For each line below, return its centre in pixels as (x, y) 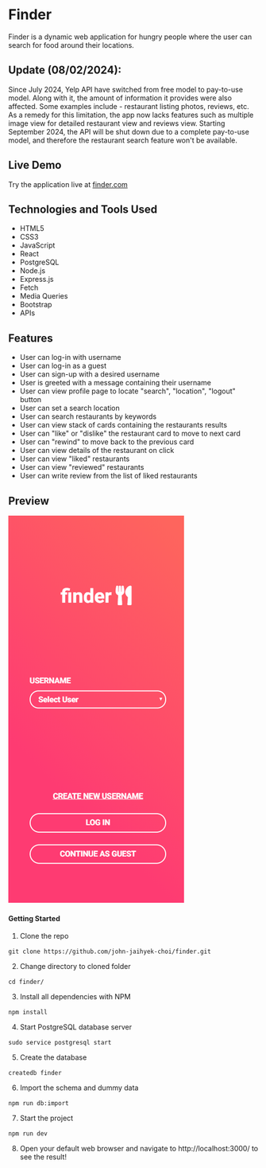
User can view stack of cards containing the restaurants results (123, 425)
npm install (28, 1013)
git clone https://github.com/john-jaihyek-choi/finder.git (110, 952)
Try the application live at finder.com (68, 184)
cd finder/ (26, 982)
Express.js (37, 279)
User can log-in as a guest (63, 366)
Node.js (33, 271)
